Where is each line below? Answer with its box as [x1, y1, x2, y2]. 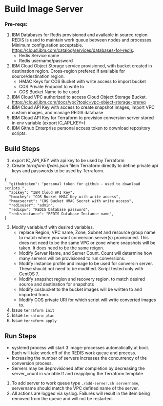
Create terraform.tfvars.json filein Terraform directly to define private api [11, 162, 158, 169]
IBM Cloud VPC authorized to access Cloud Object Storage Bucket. [11, 94, 147, 100]
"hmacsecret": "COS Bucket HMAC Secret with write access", [9, 199, 134, 203]
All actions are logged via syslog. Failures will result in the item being [11, 390, 150, 396]
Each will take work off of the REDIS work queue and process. [11, 350, 137, 356]
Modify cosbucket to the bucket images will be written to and [19, 286, 142, 292]
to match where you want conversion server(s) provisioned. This [19, 235, 149, 241]
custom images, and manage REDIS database [11, 110, 103, 116]
